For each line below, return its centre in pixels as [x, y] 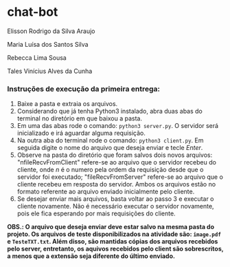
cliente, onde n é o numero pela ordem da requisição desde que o [110, 170]
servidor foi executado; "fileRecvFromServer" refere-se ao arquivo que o [120, 177]
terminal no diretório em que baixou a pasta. [80, 118]
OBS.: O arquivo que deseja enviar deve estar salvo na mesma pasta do [111, 227]
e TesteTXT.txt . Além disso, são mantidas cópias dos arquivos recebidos [113, 242]
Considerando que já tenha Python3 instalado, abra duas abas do [110, 111]
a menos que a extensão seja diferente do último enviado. [91, 256]
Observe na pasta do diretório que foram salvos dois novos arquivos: [115, 155]
